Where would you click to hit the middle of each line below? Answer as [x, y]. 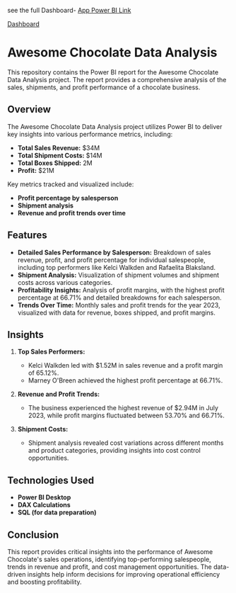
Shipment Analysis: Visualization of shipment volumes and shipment [118, 275]
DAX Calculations [44, 505]
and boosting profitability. [45, 582]
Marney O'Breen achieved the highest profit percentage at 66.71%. [125, 380]
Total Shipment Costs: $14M [60, 155]
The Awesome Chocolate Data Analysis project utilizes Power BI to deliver [115, 126]
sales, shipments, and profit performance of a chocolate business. [104, 87]
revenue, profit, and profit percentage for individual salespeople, [112, 260]
